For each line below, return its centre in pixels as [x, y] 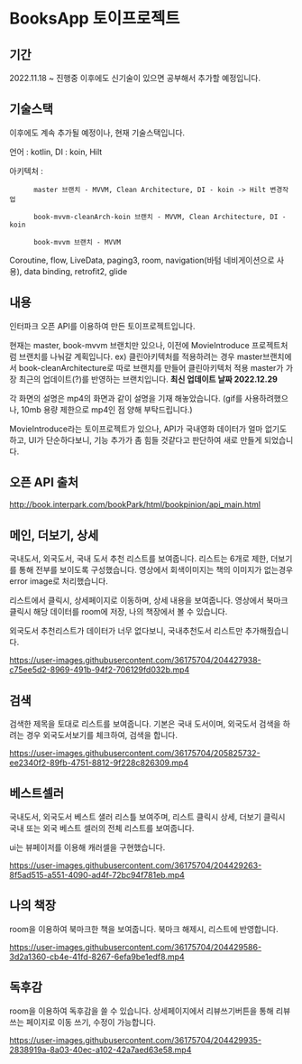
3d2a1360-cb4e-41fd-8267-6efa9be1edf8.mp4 [97, 957]
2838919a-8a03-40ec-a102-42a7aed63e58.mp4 [101, 1050]
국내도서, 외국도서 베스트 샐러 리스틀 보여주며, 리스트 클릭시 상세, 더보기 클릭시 [147, 817]
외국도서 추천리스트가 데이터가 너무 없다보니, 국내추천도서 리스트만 [126, 631]
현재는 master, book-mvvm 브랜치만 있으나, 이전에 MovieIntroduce [129, 345]
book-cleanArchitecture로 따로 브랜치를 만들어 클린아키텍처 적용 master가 [151, 367]
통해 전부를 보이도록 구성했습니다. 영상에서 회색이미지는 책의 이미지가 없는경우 [156, 570]
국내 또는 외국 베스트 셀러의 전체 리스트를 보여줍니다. [102, 828]
